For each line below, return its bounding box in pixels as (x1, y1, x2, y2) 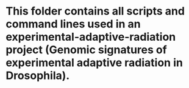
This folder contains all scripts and (5, 4, 185, 18)
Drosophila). (5, 69, 70, 83)
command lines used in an (5, 17, 141, 31)
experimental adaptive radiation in (5, 56, 184, 70)
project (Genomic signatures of (5, 43, 167, 57)
